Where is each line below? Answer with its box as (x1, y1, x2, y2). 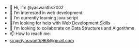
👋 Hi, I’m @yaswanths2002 (9, 5, 64, 10)
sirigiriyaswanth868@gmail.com (9, 38, 74, 43)
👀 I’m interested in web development (9, 10, 83, 16)
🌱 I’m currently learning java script (9, 15, 78, 20)
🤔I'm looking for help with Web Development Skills (9, 20, 110, 26)
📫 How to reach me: (9, 31, 51, 36)
